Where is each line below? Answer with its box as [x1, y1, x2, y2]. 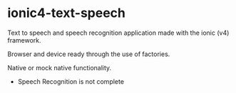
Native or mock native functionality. [7, 63, 112, 72]
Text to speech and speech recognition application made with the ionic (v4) [7, 28, 230, 37]
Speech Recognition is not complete [17, 77, 125, 86]
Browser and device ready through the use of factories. [7, 50, 170, 58]
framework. [7, 35, 41, 44]
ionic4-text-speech [7, 5, 126, 21]
